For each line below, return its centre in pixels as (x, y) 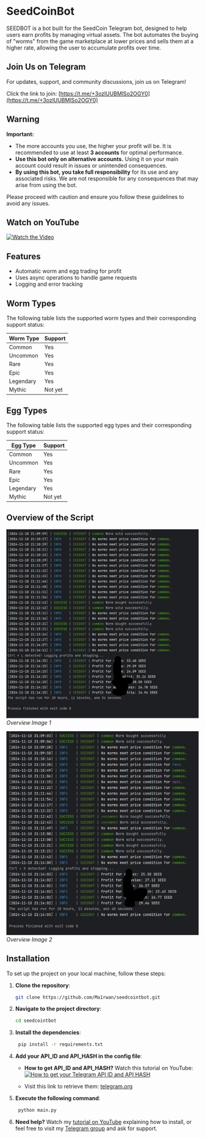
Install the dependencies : (48, 1033)
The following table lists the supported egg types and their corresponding (99, 425)
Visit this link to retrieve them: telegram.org (78, 1087)
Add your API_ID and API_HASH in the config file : (78, 1056)
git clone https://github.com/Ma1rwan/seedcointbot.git (88, 997)
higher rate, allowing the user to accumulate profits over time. (84, 48)
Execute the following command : (58, 1098)
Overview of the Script (50, 518)
